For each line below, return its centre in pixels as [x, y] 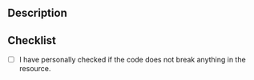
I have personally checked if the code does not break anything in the [132, 60]
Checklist [32, 40]
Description [37, 13]
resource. [35, 69]
